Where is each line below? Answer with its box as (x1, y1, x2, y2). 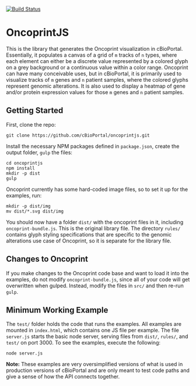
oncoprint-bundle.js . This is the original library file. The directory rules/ (6, 225, 181, 232)
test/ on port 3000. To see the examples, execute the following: (6, 339, 160, 346)
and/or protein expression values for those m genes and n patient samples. (6, 88, 184, 96)
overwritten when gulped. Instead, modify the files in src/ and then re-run (6, 282, 184, 289)
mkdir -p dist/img (6, 203, 51, 209)
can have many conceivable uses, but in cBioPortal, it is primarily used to (6, 70, 182, 77)
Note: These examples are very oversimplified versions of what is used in (6, 361, 183, 368)
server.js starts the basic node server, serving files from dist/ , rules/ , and (6, 333, 188, 340)
